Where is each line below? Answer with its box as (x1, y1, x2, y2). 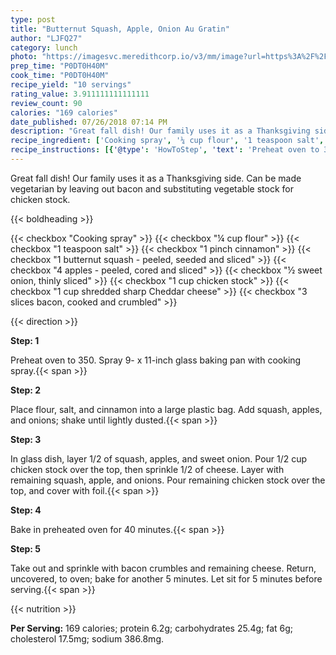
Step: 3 (10, 433, 42, 445)
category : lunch (10, 42, 78, 53)
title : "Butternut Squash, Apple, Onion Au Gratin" (10, 24, 230, 34)
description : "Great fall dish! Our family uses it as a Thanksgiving (10, 126, 311, 136)
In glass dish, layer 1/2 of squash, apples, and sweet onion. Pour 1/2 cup (10, 452, 308, 465)
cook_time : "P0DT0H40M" (10, 71, 110, 81)
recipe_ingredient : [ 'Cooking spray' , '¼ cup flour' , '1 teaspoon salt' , (10, 136, 325, 146)
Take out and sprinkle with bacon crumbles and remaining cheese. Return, (10, 562, 317, 574)
